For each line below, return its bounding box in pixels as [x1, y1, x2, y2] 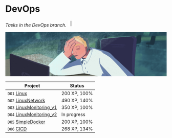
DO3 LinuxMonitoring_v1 [7, 104, 57, 110]
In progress [61, 111, 85, 118]
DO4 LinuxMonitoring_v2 [7, 111, 57, 118]
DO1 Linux [7, 90, 27, 96]
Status [70, 83, 84, 89]
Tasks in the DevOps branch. [5, 21, 67, 28]
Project [24, 83, 40, 89]
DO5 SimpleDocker [7, 119, 46, 125]
